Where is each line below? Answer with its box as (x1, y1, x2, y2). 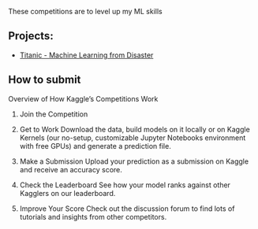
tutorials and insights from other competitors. (19, 212, 167, 221)
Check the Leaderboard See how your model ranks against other (19, 180, 231, 190)
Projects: (8, 29, 54, 42)
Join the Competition (19, 109, 88, 119)
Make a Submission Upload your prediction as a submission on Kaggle (19, 157, 249, 166)
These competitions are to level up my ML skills (8, 7, 163, 16)
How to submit (8, 73, 81, 87)
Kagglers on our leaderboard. (19, 188, 116, 198)
